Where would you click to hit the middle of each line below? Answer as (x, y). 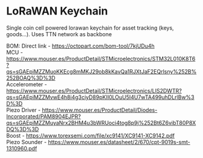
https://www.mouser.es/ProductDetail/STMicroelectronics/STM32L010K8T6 (101, 58)
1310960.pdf (22, 148)
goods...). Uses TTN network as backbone (59, 34)
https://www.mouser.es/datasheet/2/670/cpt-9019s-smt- (119, 142)
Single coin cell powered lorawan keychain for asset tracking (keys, (90, 28)
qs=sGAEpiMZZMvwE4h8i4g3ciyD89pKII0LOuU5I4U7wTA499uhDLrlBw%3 (100, 97)
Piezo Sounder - (27, 142)
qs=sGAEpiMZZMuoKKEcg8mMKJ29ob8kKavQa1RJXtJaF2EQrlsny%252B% (101, 71)
